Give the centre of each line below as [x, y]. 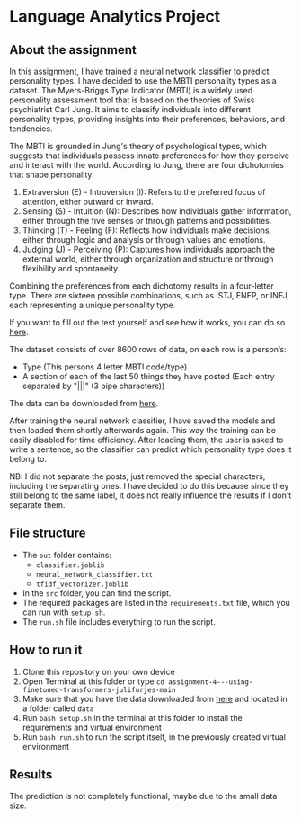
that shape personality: [52, 174]
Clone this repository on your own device [98, 671]
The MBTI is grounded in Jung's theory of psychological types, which [138, 146]
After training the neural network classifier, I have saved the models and [142, 421]
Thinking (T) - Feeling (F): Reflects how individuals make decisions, [147, 230]
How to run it [46, 650]
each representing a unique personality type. [93, 305]
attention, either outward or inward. [88, 201]
